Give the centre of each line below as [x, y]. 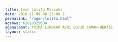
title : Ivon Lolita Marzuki [34, 9]
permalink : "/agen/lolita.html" [38, 18]
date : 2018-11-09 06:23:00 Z [35, 14]
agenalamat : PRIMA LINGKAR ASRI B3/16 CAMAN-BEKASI [59, 28]
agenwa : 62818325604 [26, 23]
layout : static [21, 32]
